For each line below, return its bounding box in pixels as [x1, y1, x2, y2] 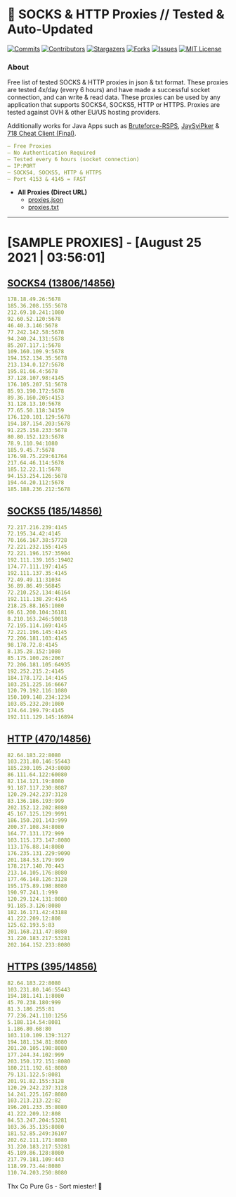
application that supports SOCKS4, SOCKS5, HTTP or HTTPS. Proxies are [7, 101, 220, 109]
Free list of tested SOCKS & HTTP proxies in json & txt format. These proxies [7, 78, 228, 87]
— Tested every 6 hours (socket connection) [7, 156, 140, 163]
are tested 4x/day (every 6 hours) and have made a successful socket [7, 86, 211, 94]
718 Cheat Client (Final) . [7, 129, 77, 138]
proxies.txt [27, 203, 59, 212]
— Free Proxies [7, 143, 52, 150]
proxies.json [27, 196, 64, 204]
